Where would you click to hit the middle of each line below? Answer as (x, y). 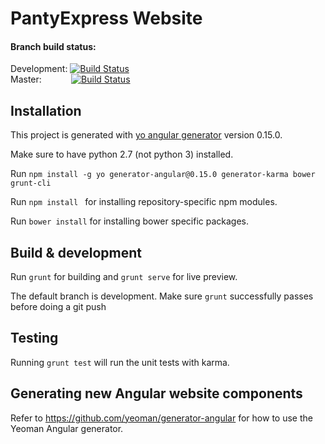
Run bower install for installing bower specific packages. (130, 221)
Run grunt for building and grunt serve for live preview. (124, 277)
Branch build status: (53, 46)
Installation (46, 110)
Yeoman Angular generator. (67, 428)
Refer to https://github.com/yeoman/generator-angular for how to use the (161, 418)
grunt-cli (31, 183)
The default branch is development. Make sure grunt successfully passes (162, 296)
